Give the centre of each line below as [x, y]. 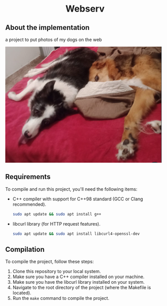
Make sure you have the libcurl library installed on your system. [79, 282]
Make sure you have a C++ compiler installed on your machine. [78, 277]
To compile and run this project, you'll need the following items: [71, 189]
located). [22, 293]
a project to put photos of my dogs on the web [54, 39]
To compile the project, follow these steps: [50, 261]
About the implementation [48, 28]
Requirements [28, 177]
